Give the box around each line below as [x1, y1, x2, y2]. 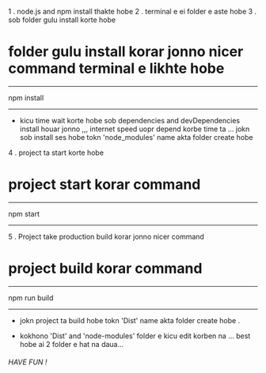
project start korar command [8, 175, 201, 194]
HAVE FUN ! [8, 357, 47, 367]
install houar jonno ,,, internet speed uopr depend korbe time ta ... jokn [19, 124, 250, 134]
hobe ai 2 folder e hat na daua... [19, 339, 124, 349]
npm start [8, 209, 40, 218]
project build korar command [8, 260, 203, 277]
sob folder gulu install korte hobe [8, 15, 116, 24]
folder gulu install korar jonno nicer [8, 43, 244, 61]
